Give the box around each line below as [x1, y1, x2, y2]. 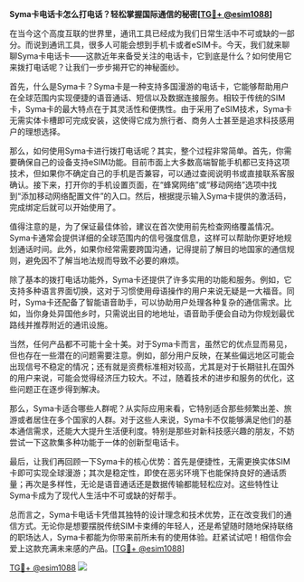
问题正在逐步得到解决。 [16, 384, 105, 394]
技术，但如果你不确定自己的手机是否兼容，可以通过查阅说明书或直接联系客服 [9, 168, 295, 179]
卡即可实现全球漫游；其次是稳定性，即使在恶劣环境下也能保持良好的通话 [9, 467, 279, 478]
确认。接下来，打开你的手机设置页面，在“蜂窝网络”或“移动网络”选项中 [9, 180, 270, 190]
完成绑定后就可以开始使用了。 [9, 202, 120, 212]
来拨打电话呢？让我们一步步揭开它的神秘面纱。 [9, 62, 184, 72]
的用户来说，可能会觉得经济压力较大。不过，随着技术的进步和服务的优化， [9, 372, 287, 383]
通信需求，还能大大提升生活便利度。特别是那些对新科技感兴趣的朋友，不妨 [16, 426, 295, 436]
